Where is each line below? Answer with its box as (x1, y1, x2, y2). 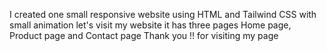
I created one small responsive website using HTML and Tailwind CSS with (9, 9, 317, 20)
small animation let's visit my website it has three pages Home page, (9, 19, 292, 31)
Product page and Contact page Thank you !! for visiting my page (9, 30, 279, 41)
